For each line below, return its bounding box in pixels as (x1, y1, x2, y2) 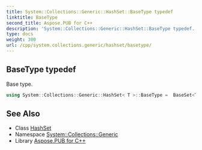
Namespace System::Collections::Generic (14, 131, 118, 138)
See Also (6, 109, 40, 119)
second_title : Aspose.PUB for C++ (6, 20, 93, 26)
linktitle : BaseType (6, 14, 58, 20)
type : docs (6, 31, 34, 37)
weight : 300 (6, 37, 36, 43)
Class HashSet (14, 124, 52, 132)
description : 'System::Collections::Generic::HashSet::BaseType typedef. (6, 25, 195, 32)
